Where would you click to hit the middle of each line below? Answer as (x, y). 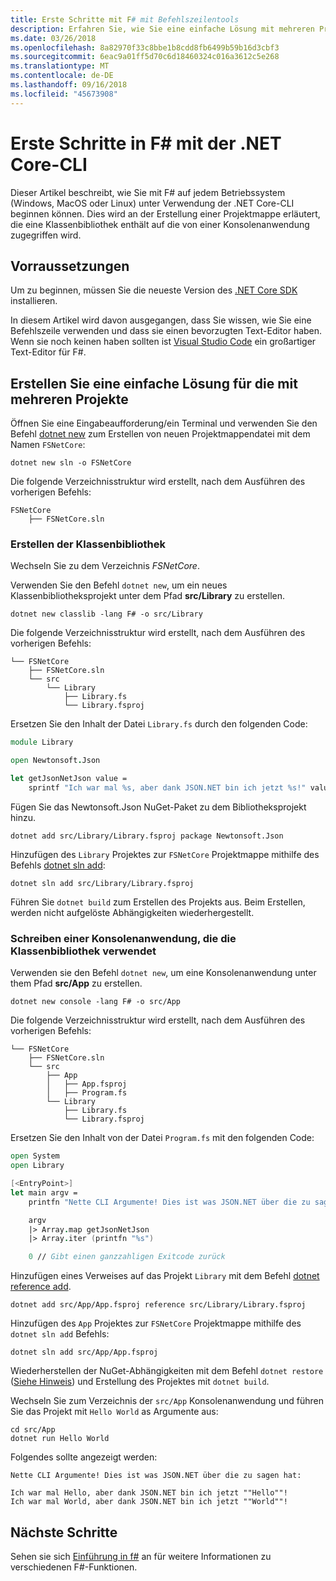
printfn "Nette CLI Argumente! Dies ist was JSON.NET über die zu (169, 1202)
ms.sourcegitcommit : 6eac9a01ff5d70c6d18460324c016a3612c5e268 (145, 57)
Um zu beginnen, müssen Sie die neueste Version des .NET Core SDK (154, 290)
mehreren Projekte (69, 399)
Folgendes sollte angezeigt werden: (84, 1457)
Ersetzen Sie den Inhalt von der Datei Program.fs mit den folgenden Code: (162, 1138)
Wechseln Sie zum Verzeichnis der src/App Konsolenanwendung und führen (167, 1401)
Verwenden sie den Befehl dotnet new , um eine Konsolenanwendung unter (163, 973)
